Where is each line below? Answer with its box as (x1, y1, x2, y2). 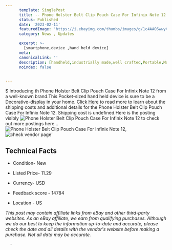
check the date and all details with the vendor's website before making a (5, 226, 160, 232)
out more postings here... (5, 121, 59, 127)
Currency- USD (12, 180, 46, 186)
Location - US (12, 200, 42, 206)
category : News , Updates (18, 31, 74, 36)
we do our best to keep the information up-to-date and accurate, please (5, 220, 158, 226)
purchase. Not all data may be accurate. (5, 232, 91, 238)
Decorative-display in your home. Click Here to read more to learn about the (5, 99, 166, 105)
